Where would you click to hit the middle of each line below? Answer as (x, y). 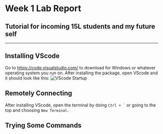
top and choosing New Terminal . (37, 110)
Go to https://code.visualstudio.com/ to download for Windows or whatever (81, 67)
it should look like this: (27, 78)
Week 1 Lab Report (43, 8)
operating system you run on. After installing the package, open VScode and (81, 73)
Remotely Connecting (39, 93)
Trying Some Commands (43, 126)
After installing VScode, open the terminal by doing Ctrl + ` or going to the (81, 105)
